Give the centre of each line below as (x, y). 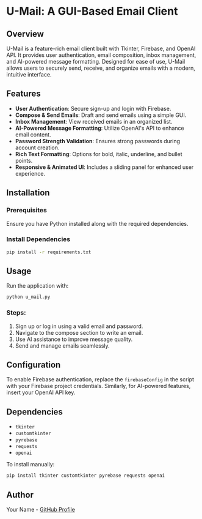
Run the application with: (38, 286)
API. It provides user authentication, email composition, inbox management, (101, 55)
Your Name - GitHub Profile (41, 509)
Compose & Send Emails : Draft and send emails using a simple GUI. (101, 115)
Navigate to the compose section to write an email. (79, 332)
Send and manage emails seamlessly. (62, 345)
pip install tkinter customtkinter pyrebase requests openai (86, 476)
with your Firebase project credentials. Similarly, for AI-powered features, (99, 386)
